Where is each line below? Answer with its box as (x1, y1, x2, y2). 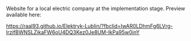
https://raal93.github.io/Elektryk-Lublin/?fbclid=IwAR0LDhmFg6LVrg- (6, 23, 173, 29)
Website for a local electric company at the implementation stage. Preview (6, 5, 186, 12)
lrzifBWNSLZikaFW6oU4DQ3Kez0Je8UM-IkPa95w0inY (6, 29, 140, 36)
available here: (6, 11, 42, 18)
